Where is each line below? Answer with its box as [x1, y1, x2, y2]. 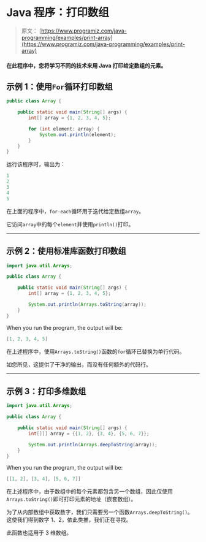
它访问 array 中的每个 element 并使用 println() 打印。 [6, 220, 134, 227]
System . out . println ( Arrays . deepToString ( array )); [28, 441, 158, 448]
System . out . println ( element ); [39, 131, 116, 138]
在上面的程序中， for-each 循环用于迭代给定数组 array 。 [6, 207, 145, 215]
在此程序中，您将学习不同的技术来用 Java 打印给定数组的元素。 [6, 62, 167, 69]
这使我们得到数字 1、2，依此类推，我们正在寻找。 [6, 516, 132, 524]
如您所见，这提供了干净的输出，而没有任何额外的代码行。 [6, 361, 151, 368]
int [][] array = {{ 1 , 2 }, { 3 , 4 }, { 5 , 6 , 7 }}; [28, 430, 150, 437]
